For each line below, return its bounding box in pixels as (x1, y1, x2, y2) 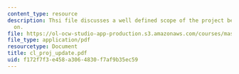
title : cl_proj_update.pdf (7, 50, 87, 57)
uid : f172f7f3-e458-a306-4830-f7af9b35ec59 (7, 56, 139, 63)
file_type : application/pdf (7, 37, 91, 44)
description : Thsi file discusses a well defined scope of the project (7, 17, 224, 24)
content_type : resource (7, 10, 78, 18)
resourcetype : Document (7, 43, 78, 50)
